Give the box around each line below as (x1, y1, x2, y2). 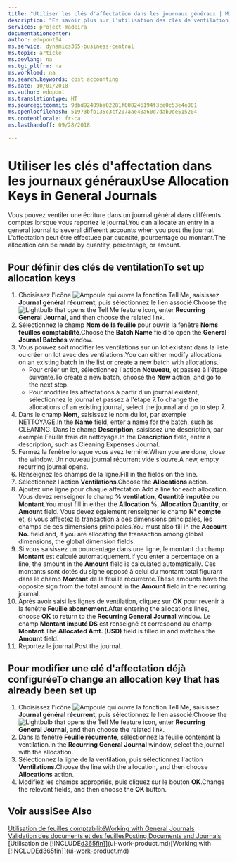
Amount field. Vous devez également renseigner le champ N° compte (18, 508, 222, 516)
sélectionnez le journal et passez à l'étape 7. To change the (28, 395, 199, 404)
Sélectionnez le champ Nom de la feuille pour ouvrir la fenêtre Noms (18, 321, 219, 329)
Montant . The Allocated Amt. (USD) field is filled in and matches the (18, 627, 216, 636)
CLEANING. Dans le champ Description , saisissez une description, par (18, 425, 224, 434)
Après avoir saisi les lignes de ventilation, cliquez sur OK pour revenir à (18, 597, 224, 605)
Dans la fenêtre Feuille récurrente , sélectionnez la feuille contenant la (18, 733, 221, 742)
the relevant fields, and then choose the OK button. (18, 785, 167, 794)
